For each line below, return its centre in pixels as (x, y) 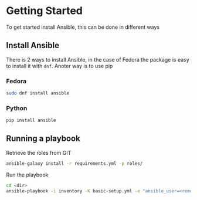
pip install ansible (31, 121)
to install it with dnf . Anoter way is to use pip (60, 66)
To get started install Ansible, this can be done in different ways (83, 27)
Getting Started (45, 11)
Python (17, 108)
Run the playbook (27, 175)
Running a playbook (43, 139)
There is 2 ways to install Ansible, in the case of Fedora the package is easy (98, 59)
